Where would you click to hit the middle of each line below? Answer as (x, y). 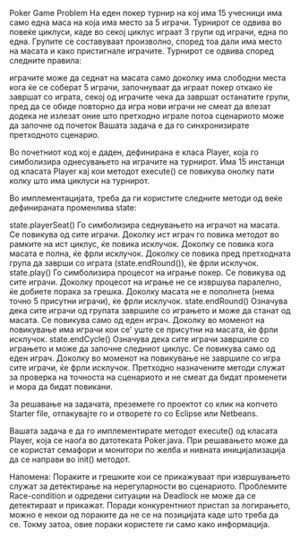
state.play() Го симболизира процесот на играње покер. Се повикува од (148, 273)
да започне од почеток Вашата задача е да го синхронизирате (129, 125)
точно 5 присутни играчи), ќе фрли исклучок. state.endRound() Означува (149, 301)
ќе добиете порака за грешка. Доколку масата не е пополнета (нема (142, 291)
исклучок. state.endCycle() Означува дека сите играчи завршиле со (139, 339)
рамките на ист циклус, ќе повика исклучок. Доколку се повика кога (142, 244)
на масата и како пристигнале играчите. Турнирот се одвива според (142, 51)
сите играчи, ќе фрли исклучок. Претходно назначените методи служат (147, 367)
